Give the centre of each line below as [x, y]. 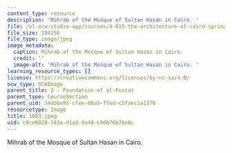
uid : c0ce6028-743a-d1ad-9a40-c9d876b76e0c [71, 122]
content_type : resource [41, 13]
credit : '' [29, 59]
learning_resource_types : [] [49, 71]
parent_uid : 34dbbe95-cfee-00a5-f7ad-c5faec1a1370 [81, 103]
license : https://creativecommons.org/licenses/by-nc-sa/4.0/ [98, 78]
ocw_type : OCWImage [35, 84]
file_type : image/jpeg [40, 39]
